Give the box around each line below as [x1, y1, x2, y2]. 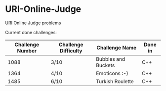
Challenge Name [96, 44, 137, 51]
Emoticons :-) [96, 70, 128, 77]
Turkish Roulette [96, 78, 134, 85]
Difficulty [60, 47, 83, 54]
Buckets [96, 62, 115, 69]
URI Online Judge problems [5, 20, 61, 26]
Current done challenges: [5, 29, 57, 35]
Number [17, 47, 37, 54]
